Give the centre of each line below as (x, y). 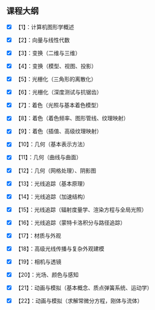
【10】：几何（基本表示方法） (52, 144)
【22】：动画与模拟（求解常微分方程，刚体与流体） (79, 301)
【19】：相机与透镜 (38, 262)
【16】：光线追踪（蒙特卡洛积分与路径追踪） (70, 222)
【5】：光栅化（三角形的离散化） (56, 79)
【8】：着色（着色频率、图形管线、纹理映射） (72, 118)
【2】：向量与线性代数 (43, 40)
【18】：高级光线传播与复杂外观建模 (60, 248)
